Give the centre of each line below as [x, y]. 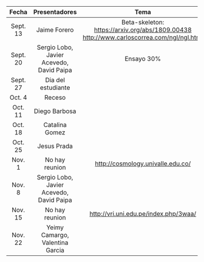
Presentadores [55, 12]
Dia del [55, 80]
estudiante [55, 88]
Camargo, [55, 235]
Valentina [55, 243]
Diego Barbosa [55, 111]
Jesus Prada [55, 146]
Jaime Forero [55, 30]
